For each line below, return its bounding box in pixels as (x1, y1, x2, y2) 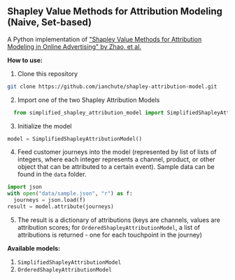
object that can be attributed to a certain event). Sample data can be (17, 163, 215, 171)
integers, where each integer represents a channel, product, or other (17, 155, 215, 163)
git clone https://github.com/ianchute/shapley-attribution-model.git (7, 83, 218, 90)
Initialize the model (17, 121, 72, 130)
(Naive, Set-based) (7, 17, 92, 29)
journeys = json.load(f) (13, 197, 86, 204)
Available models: (7, 244, 61, 252)
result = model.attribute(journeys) (7, 203, 114, 210)
